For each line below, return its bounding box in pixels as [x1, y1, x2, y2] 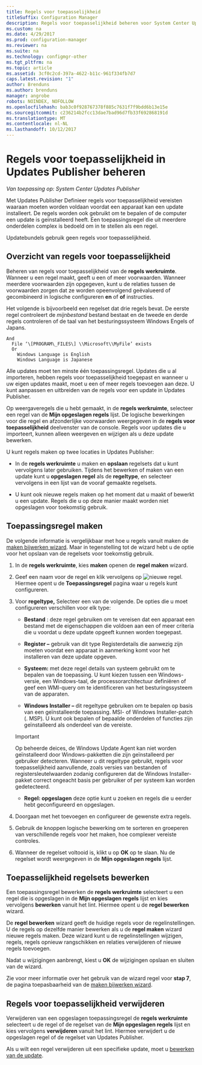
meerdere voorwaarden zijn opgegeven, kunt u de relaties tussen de [6, 280, 176, 287]
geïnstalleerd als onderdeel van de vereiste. [23, 721, 133, 728]
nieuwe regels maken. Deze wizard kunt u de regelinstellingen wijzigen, [6, 932, 183, 940]
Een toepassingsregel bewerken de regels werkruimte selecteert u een [6, 889, 183, 896]
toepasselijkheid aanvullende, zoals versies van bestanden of [14, 763, 167, 771]
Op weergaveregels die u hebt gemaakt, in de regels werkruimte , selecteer [6, 404, 194, 411]
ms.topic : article [6, 64, 52, 71]
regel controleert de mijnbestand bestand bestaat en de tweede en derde [6, 311, 188, 318]
